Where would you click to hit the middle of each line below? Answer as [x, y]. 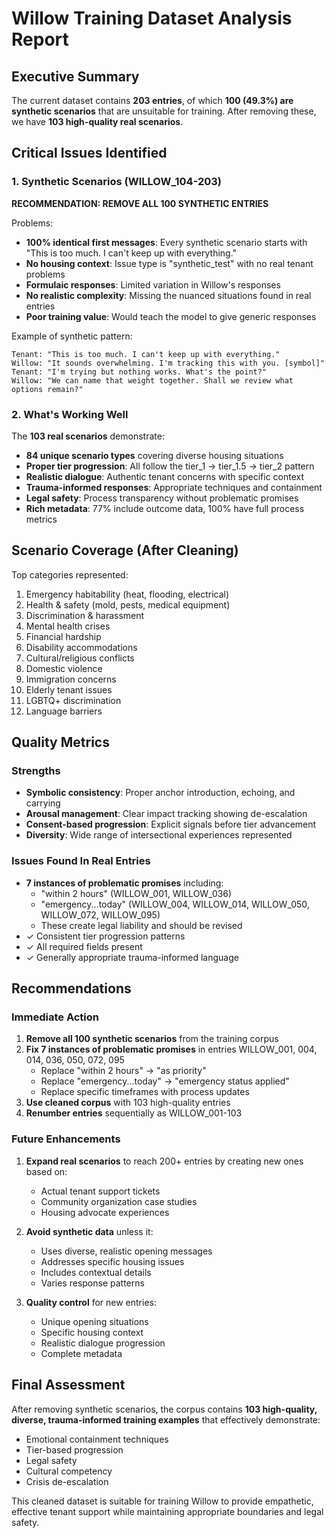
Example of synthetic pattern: [72, 336]
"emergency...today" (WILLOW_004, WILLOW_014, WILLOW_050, [175, 904]
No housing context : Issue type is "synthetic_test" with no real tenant [169, 263]
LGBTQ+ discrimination [73, 700]
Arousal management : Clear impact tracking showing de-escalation [166, 814]
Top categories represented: [70, 574]
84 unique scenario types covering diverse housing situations [154, 455]
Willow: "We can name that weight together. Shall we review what [152, 380]
